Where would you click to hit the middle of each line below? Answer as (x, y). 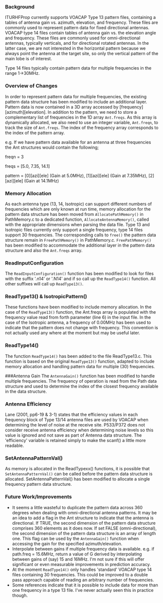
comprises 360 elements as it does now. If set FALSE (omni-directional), (84, 528)
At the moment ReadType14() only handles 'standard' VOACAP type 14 (82, 569)
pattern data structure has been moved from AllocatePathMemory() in (74, 214)
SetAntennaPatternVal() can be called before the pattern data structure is (79, 474)
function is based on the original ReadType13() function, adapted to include (80, 361)
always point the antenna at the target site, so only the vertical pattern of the (82, 53)
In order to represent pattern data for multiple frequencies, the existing (76, 96)
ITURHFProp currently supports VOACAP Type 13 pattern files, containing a (81, 18)
